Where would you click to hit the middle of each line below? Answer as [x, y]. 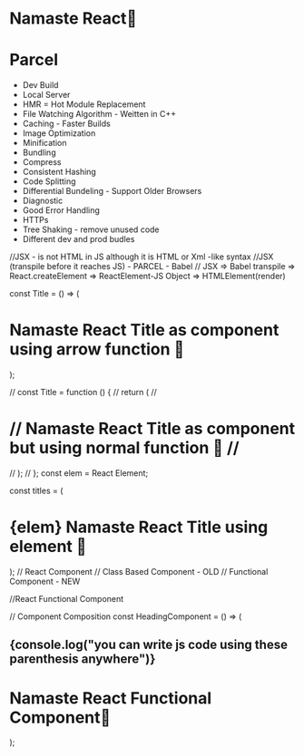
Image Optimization [59, 133]
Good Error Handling [61, 210]
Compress [42, 162]
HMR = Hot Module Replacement [84, 104]
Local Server [46, 95]
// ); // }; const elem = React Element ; [79, 473]
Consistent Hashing [59, 172]
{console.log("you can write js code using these [149, 645]
